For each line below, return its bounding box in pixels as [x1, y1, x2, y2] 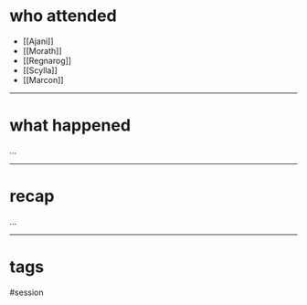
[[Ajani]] [22, 36, 54, 47]
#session [9, 287, 44, 298]
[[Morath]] [22, 45, 62, 56]
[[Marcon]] [22, 74, 64, 85]
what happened [9, 115, 131, 136]
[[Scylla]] [22, 65, 58, 76]
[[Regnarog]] [22, 55, 71, 66]
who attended [9, 5, 117, 26]
